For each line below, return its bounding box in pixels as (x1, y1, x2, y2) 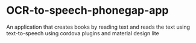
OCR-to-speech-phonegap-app (6, 4, 169, 17)
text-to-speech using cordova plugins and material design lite (6, 29, 160, 36)
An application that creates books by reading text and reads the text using (6, 23, 191, 30)
